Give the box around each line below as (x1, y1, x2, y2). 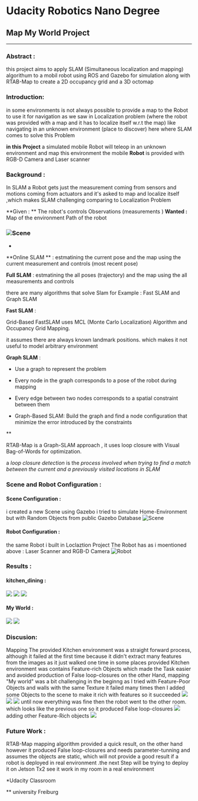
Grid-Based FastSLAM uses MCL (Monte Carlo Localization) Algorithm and (6, 318, 187, 326)
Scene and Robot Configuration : (6, 480, 102, 489)
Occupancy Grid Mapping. (6, 325, 71, 332)
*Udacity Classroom (6, 777, 56, 784)
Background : (6, 170, 45, 179)
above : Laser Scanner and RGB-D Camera (6, 547, 110, 554)
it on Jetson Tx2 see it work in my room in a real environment (6, 766, 154, 773)
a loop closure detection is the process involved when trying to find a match (6, 460, 191, 467)
